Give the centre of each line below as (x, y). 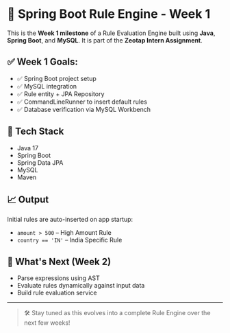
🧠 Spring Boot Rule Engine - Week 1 (109, 14)
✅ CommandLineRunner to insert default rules (82, 102)
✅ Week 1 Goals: (43, 62)
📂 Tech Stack (36, 131)
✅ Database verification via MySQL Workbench (84, 109)
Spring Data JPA (40, 162)
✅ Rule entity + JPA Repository (61, 94)
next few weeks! (47, 323)
